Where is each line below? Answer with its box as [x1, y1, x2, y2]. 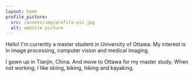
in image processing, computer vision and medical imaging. [5, 47, 149, 54]
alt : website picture [11, 24, 64, 31]
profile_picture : [5, 14, 48, 20]
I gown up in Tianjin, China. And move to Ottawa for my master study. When [5, 58, 189, 65]
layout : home [5, 8, 38, 15]
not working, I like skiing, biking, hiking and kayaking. [5, 65, 134, 72]
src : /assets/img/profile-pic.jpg [11, 19, 95, 25]
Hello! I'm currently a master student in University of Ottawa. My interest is [5, 41, 186, 48]
